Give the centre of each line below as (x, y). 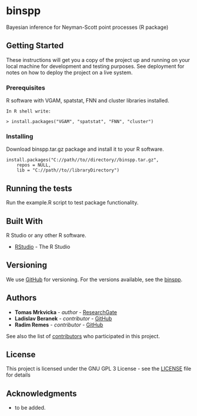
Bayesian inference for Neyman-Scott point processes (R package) (87, 27)
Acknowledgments (42, 393)
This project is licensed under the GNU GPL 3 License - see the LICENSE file (99, 369)
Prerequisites (26, 88)
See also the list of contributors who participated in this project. (83, 336)
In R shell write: (29, 111)
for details (18, 375)
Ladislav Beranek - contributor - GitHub (63, 318)
